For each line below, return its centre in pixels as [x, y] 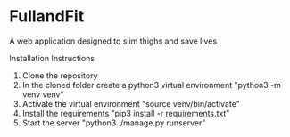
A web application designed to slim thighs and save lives [113, 41]
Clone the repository [60, 75]
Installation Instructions [52, 58]
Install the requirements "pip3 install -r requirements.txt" [126, 113]
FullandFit [47, 16]
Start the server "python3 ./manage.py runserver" [114, 123]
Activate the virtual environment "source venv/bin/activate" [131, 103]
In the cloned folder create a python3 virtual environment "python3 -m [151, 85]
